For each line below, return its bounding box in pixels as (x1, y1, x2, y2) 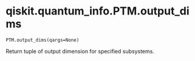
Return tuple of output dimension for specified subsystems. (5, 47, 154, 55)
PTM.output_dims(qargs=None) (5, 37, 80, 43)
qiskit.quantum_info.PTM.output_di (5, 4, 190, 18)
